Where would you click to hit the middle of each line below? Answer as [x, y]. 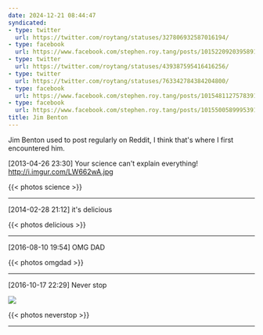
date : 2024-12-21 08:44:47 [52, 15]
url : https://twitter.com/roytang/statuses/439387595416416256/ [122, 67]
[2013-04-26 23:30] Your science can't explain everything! [103, 163]
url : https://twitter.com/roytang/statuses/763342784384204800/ [122, 81]
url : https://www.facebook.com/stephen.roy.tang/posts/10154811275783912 [138, 96]
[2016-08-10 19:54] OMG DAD [57, 247]
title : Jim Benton [38, 118]
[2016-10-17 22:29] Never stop [58, 285]
